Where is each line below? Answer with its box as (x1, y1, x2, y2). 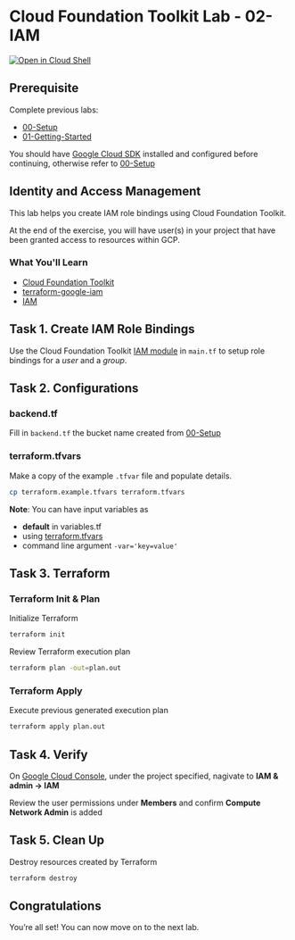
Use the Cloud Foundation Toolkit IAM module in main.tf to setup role (9, 345, 266, 356)
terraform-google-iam (21, 286, 103, 296)
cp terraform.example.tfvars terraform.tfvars (9, 487, 185, 496)
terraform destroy (9, 873, 78, 883)
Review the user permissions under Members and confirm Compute (9, 797, 261, 808)
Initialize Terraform (9, 613, 78, 624)
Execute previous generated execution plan (9, 705, 169, 716)
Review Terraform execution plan (9, 646, 131, 657)
